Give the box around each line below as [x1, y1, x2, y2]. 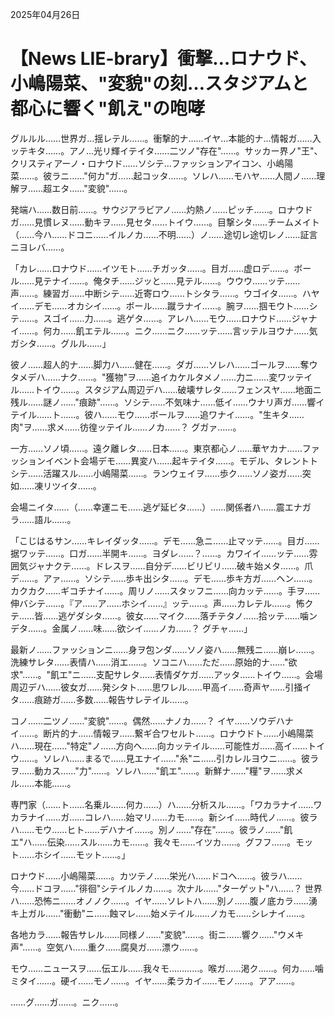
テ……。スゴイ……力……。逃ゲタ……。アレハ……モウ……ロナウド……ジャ [10, 312, 309, 324]
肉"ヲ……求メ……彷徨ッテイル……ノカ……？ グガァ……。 [10, 421, 242, 433]
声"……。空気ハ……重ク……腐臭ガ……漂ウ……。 [10, 941, 204, 953]
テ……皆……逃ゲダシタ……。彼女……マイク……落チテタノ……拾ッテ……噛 [10, 609, 309, 622]
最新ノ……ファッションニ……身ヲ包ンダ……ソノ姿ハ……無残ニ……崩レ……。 [10, 643, 320, 655]
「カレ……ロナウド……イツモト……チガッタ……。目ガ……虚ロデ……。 [10, 262, 295, 274]
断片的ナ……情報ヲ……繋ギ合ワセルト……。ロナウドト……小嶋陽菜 [43, 727, 314, 739]
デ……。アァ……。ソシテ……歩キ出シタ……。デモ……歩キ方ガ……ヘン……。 [10, 572, 318, 584]
